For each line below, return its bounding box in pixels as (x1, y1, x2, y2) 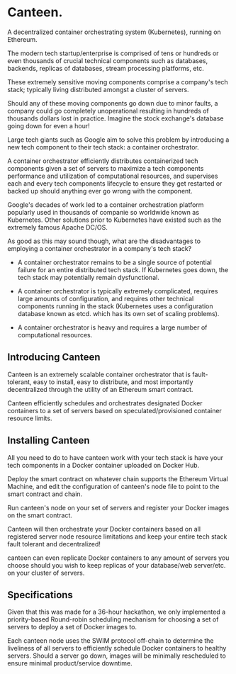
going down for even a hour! (7, 121, 90, 130)
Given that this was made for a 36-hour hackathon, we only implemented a (7, 607, 226, 617)
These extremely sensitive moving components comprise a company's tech (7, 77, 228, 86)
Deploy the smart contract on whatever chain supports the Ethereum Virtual (7, 474, 228, 483)
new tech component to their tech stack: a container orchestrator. (7, 142, 200, 151)
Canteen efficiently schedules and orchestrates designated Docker (7, 398, 203, 408)
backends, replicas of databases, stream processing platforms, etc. (7, 64, 204, 72)
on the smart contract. (7, 511, 73, 519)
